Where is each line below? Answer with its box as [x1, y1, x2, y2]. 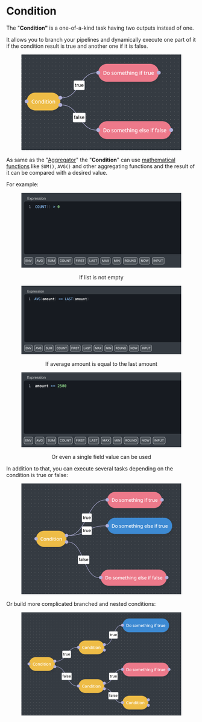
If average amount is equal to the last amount [45, 360, 158, 368]
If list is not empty [79, 274, 124, 281]
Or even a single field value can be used [51, 454, 152, 461]
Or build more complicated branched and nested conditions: [6, 600, 156, 608]
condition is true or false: [6, 472, 68, 479]
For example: [6, 180, 39, 188]
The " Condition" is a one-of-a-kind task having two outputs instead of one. [6, 24, 194, 31]
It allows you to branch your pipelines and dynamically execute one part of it [6, 36, 196, 43]
